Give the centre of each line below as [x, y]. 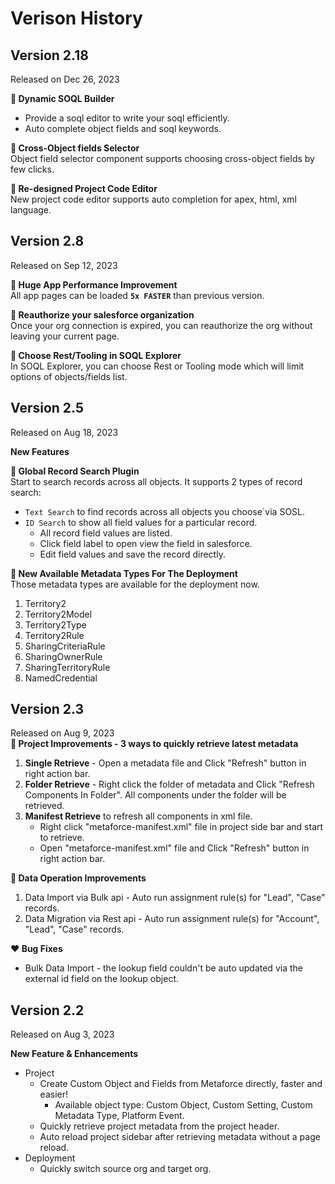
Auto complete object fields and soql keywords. [123, 128]
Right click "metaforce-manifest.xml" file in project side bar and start [181, 827]
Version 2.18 [49, 55]
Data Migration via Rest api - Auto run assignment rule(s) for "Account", [172, 919]
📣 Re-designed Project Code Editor [84, 188]
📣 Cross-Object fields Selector [75, 148]
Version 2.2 [47, 1010]
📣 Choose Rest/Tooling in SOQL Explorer [96, 355]
